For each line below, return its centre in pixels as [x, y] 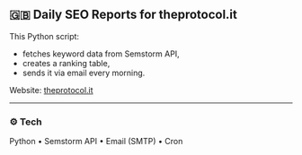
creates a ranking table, [66, 63]
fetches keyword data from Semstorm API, [101, 54]
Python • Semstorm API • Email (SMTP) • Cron [96, 142]
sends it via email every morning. [84, 73]
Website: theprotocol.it [51, 90]
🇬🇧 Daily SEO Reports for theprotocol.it [124, 15]
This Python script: [44, 36]
